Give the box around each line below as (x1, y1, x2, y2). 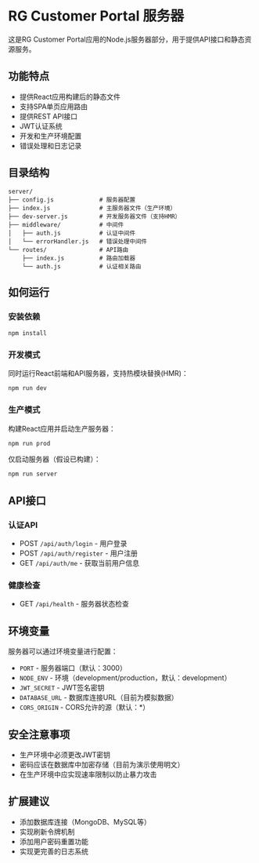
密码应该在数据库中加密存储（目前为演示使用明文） (19, 759, 185, 769)
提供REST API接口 (19, 111, 78, 121)
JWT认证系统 (19, 121, 63, 130)
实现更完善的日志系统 (19, 847, 88, 856)
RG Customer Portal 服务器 (8, 7, 185, 25)
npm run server (8, 470, 58, 479)
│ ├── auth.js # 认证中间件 (8, 229, 135, 237)
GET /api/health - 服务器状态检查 (19, 599, 129, 609)
